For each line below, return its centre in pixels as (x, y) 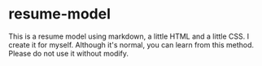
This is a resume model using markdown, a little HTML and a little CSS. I (129, 36)
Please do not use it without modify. (68, 53)
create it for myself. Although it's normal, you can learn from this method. (131, 44)
